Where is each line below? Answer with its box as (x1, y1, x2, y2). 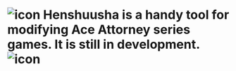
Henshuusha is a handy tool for (43, 7, 230, 23)
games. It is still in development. (7, 37, 200, 52)
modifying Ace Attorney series (7, 22, 191, 38)
